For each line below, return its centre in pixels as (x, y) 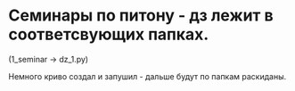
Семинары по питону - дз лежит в (141, 16)
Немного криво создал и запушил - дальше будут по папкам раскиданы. (147, 76)
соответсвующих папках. (109, 34)
